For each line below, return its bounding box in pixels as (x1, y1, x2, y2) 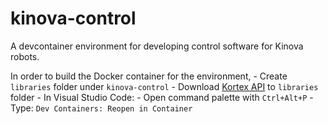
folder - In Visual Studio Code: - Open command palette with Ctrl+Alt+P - (10, 91, 314, 103)
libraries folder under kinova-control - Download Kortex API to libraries (10, 80, 319, 92)
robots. (10, 50, 40, 62)
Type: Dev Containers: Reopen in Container (10, 102, 193, 114)
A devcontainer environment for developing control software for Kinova (10, 40, 304, 52)
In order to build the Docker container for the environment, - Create (10, 70, 288, 82)
